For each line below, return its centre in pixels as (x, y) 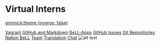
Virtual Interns (35, 9)
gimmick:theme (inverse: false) (37, 23)
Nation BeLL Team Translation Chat (41, 38)
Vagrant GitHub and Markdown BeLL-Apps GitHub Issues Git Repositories (80, 32)
